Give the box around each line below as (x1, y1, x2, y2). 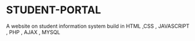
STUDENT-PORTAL (6, 3, 101, 17)
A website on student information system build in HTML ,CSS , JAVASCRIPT (6, 23, 190, 29)
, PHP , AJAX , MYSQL (6, 28, 61, 35)
